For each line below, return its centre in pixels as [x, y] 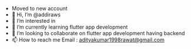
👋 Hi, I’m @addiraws [36, 15]
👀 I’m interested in [33, 21]
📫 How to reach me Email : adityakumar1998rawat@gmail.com [88, 40]
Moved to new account [39, 8]
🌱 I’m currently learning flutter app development [70, 27]
